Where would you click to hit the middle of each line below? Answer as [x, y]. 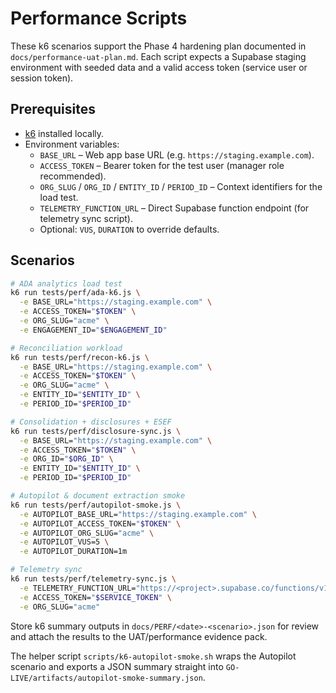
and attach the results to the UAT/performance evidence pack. [139, 636]
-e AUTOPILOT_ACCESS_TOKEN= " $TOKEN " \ [100, 523]
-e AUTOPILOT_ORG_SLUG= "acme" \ [87, 533]
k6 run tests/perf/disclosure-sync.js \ [96, 431]
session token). [42, 78]
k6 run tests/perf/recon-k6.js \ [80, 357]
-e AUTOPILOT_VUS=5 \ [64, 542]
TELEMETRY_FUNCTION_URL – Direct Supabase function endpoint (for [174, 208]
